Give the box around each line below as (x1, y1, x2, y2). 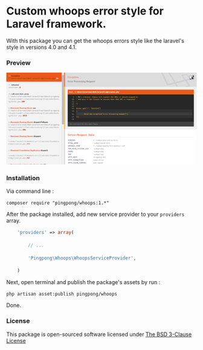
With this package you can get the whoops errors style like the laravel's (6, 37, 184, 44)
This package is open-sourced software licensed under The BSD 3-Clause (6, 331, 192, 338)
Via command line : (6, 187, 54, 195)
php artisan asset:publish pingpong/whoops (6, 291, 118, 297)
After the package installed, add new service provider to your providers (6, 210, 185, 218)
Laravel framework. (6, 17, 107, 31)
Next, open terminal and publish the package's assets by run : (6, 279, 161, 286)
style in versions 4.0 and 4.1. (6, 44, 77, 51)
